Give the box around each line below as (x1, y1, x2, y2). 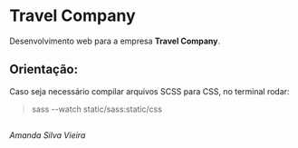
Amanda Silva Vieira (9, 130, 86, 141)
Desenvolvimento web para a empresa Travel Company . (9, 35, 221, 46)
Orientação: (9, 62, 79, 77)
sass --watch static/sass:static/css (31, 104, 163, 114)
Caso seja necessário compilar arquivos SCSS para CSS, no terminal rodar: (9, 85, 290, 96)
